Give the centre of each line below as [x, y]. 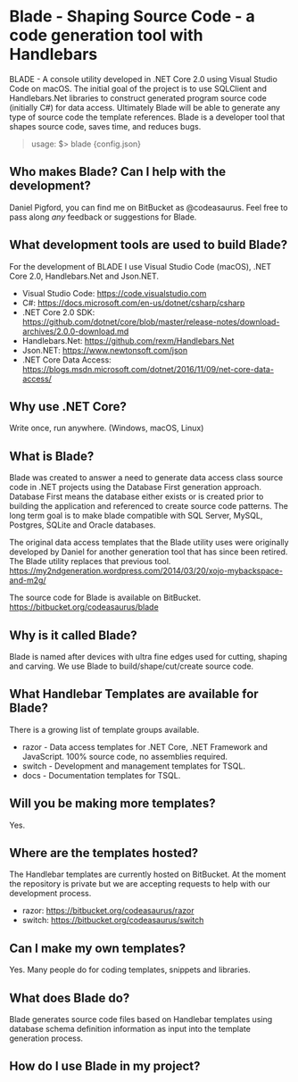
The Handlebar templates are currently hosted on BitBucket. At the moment [148, 874]
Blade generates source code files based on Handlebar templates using [141, 1020]
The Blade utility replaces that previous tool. [90, 562]
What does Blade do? [70, 998]
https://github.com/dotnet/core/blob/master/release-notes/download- [151, 321]
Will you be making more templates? [112, 804]
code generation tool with [106, 35]
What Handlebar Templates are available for [134, 694]
